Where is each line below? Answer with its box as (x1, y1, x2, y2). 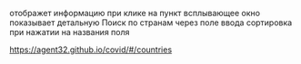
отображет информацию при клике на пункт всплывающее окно (9, 8, 261, 18)
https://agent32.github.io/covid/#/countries (9, 44, 173, 55)
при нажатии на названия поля (9, 27, 130, 37)
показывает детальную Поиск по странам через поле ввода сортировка (9, 17, 293, 28)
